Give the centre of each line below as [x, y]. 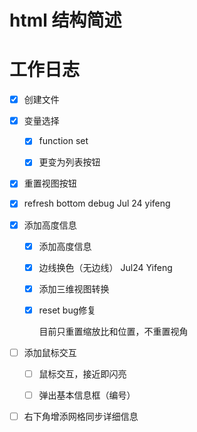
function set [63, 141]
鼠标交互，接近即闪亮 [82, 373]
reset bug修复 [67, 310]
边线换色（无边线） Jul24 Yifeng [105, 267]
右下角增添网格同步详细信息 [81, 416]
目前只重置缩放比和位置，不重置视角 [113, 331]
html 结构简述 [65, 20]
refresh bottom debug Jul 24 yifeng [97, 203]
